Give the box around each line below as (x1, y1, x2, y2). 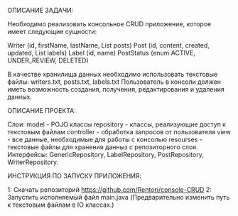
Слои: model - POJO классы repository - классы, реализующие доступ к (7, 120, 226, 129)
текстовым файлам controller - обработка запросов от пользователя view (7, 128, 231, 136)
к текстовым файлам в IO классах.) (7, 200, 114, 209)
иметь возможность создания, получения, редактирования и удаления (7, 85, 225, 93)
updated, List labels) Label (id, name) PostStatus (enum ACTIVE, (7, 49, 195, 57)
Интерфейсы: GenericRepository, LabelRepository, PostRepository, (7, 151, 204, 158)
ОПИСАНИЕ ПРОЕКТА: (7, 107, 76, 114)
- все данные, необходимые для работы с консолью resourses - (7, 135, 202, 144)
